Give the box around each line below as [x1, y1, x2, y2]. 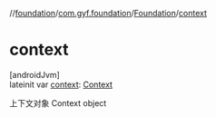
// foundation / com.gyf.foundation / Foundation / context [9, 8, 207, 18]
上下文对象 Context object [9, 97, 107, 108]
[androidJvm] [9, 69, 61, 80]
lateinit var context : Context [9, 79, 113, 90]
